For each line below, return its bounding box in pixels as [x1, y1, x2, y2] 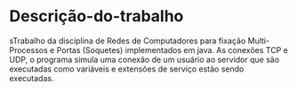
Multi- [247, 35, 269, 46]
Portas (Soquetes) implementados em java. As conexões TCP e [56, 44, 289, 55]
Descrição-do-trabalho [9, 6, 184, 27]
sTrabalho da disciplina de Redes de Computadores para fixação [9, 35, 246, 46]
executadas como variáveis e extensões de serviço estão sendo [9, 64, 245, 74]
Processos [9, 44, 49, 55]
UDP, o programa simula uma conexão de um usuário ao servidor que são [9, 54, 280, 64]
